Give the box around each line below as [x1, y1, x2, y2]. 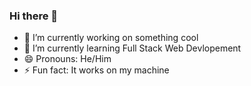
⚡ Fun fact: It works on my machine [23, 64, 170, 76]
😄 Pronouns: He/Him [23, 53, 112, 65]
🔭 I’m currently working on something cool [23, 32, 199, 44]
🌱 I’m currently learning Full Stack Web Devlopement [23, 42, 242, 54]
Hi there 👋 [9, 9, 59, 23]
